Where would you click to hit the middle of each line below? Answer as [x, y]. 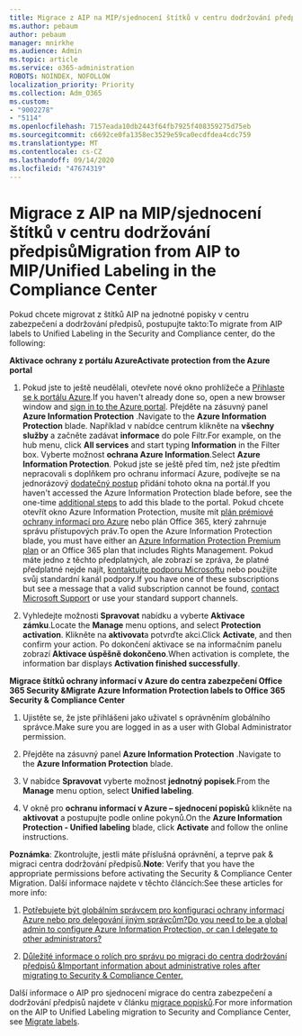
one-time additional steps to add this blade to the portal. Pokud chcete [153, 503]
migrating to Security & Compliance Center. [102, 976]
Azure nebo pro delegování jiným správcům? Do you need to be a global [155, 920]
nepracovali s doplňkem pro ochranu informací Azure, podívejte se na [151, 474]
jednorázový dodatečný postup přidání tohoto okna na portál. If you [147, 484]
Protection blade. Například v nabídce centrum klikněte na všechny [148, 426]
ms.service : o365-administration [72, 68]
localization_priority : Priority [72, 85]
